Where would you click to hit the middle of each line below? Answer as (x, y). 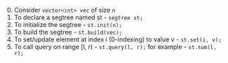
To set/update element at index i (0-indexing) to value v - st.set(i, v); (118, 39)
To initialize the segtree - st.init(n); (68, 25)
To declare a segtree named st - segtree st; (79, 17)
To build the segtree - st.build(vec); (68, 32)
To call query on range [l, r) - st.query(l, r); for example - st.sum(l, (115, 47)
